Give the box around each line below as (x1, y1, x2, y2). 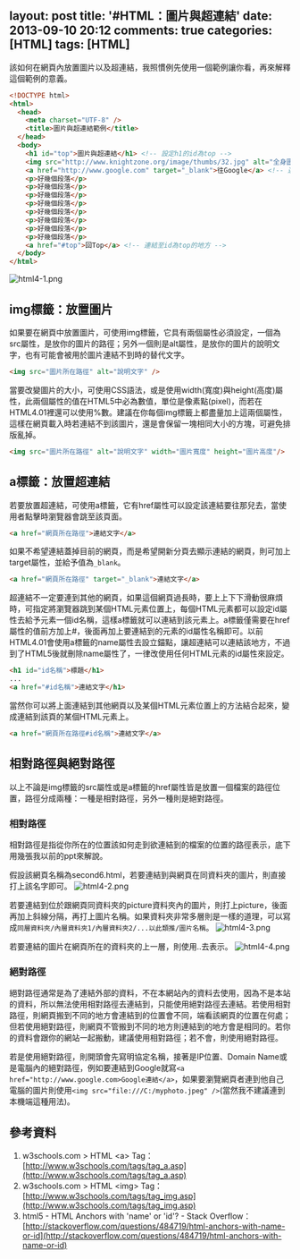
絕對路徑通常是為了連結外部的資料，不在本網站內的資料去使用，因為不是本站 (9, 988, 291, 999)
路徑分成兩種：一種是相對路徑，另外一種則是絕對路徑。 (24, 793, 229, 804)
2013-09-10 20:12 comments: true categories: (9, 23, 273, 38)
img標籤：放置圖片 (9, 302, 113, 317)
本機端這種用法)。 (9, 1096, 76, 1107)
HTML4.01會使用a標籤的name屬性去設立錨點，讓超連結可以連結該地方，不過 (9, 637, 291, 648)
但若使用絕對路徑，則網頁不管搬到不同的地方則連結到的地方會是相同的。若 (9, 1021, 283, 1032)
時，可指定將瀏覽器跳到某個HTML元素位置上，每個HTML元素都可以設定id (9, 603, 279, 615)
